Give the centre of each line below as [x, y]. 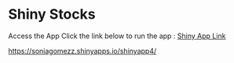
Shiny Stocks [52, 14]
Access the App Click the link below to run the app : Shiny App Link [117, 36]
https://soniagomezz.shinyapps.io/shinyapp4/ [82, 51]
